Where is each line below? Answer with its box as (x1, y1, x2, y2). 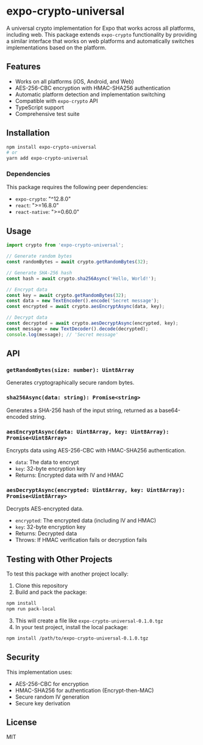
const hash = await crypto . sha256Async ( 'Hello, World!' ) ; (6, 276, 157, 282)
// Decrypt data (6, 315, 48, 321)
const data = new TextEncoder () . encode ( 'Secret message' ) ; (6, 298, 160, 304)
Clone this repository (15, 582, 68, 590)
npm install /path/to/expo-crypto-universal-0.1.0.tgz (6, 635, 149, 641)
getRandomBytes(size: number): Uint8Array (6, 366, 134, 373)
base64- (158, 407, 181, 414)
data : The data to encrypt (15, 458, 79, 466)
